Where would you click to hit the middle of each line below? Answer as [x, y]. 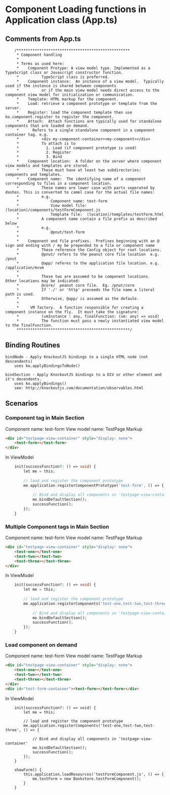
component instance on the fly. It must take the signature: [72, 312]
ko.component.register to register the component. [60, 117]
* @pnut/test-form [51, 232]
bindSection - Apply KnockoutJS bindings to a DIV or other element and [83, 374]
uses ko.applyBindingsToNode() [47, 366]
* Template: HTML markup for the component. [68, 99]
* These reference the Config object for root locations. [89, 250]
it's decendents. [24, 379]
